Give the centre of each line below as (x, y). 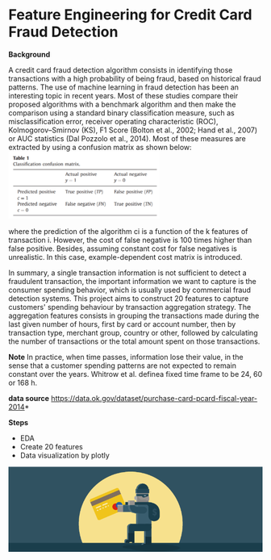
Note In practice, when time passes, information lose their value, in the (126, 357)
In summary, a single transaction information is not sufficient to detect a (128, 273)
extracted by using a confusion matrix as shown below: (100, 147)
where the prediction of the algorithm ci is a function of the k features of (128, 232)
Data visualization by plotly (65, 456)
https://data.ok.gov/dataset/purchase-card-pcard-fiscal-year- (154, 399)
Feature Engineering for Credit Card (130, 15)
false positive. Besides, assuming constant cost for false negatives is (123, 249)
